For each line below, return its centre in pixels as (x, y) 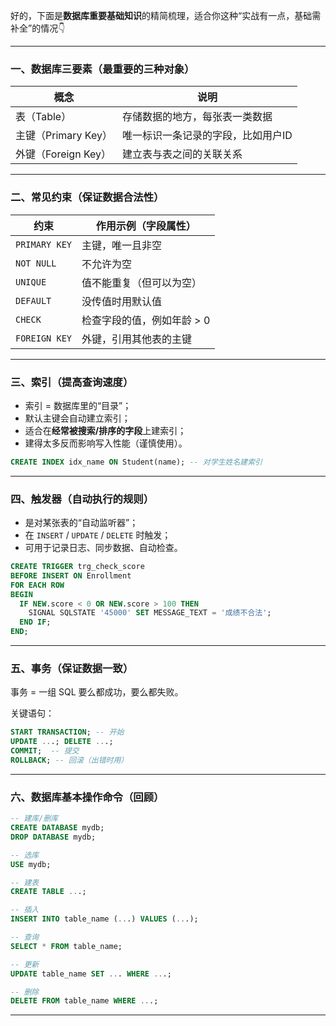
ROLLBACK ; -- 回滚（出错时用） (69, 760)
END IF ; (35, 622)
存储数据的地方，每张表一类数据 (197, 117)
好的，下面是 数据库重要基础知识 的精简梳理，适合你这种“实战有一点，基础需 (166, 15)
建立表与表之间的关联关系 (182, 154)
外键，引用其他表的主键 (137, 339)
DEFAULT (33, 300)
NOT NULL (36, 263)
